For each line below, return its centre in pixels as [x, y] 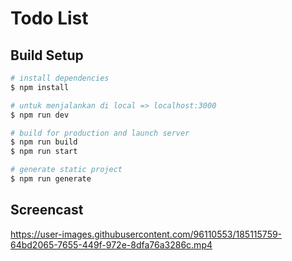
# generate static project [66, 170]
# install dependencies [60, 78]
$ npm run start [44, 152]
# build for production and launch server [100, 133]
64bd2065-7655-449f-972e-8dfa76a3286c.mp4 [111, 244]
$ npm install [40, 87]
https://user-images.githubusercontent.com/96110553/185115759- [146, 234]
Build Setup [47, 55]
